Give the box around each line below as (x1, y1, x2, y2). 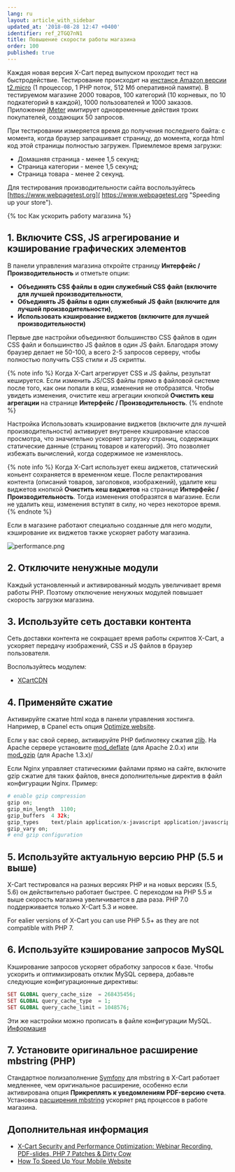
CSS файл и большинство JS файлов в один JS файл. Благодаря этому (7, 340, 219, 349)
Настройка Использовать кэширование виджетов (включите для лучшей (7, 419, 227, 428)
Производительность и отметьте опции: (7, 268, 130, 277)
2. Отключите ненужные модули (7, 562, 159, 574)
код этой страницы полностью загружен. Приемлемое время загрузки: (7, 141, 222, 150)
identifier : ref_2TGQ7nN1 (7, 29, 83, 37)
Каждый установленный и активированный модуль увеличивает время (7, 581, 222, 589)
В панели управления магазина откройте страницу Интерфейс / (7, 261, 201, 270)
